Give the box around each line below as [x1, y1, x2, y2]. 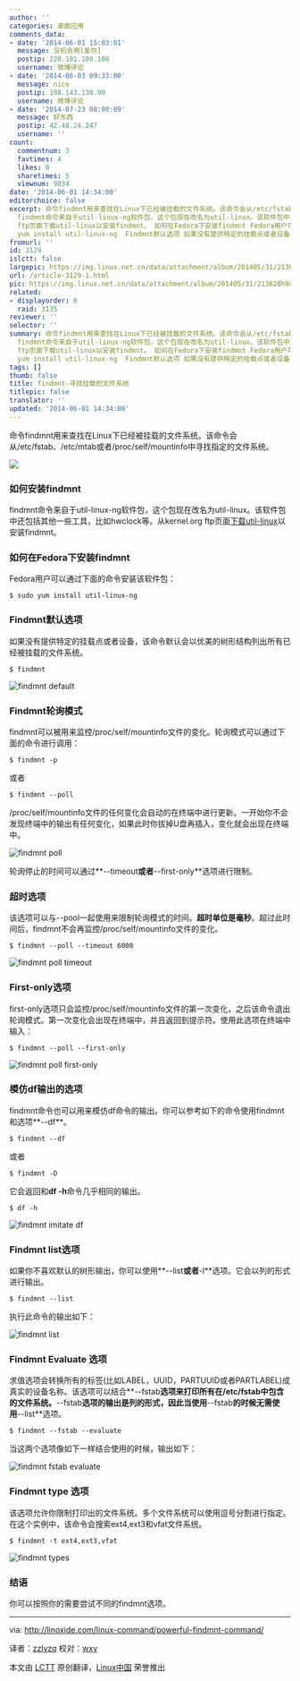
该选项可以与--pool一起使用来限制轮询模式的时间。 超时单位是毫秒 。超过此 [9, 912, 283, 923]
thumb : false [9, 371, 58, 380]
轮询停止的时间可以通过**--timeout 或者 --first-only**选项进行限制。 [9, 866, 257, 876]
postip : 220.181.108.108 [17, 55, 110, 64]
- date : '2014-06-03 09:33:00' [9, 72, 126, 81]
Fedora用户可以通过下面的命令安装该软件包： [9, 574, 176, 585]
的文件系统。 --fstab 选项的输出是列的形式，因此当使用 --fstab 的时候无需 [9, 1397, 272, 1408]
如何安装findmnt [9, 482, 82, 495]
